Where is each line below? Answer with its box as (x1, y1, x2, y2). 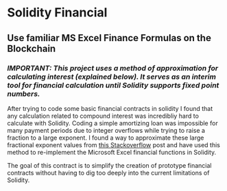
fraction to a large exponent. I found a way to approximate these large (7, 133, 204, 142)
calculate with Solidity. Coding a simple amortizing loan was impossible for (7, 118, 218, 127)
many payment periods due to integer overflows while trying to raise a (7, 126, 206, 134)
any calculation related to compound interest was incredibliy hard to (7, 112, 199, 120)
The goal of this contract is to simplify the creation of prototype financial (7, 161, 212, 169)
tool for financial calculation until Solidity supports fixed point (7, 80, 219, 90)
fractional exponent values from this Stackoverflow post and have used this (7, 140, 221, 149)
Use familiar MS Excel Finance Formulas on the (7, 32, 211, 44)
